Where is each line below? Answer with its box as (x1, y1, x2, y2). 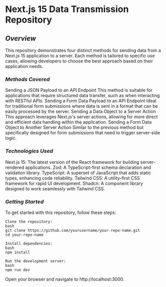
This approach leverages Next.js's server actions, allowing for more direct (5, 114, 158, 120)
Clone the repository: (5, 219, 53, 224)
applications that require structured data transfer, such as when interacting (5, 93, 160, 99)
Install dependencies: (5, 241, 53, 246)
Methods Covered (5, 76, 50, 83)
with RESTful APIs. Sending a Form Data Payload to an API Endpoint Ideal (5, 98, 156, 104)
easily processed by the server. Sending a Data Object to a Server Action (5, 109, 156, 115)
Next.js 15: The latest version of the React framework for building (5, 159, 139, 165)
